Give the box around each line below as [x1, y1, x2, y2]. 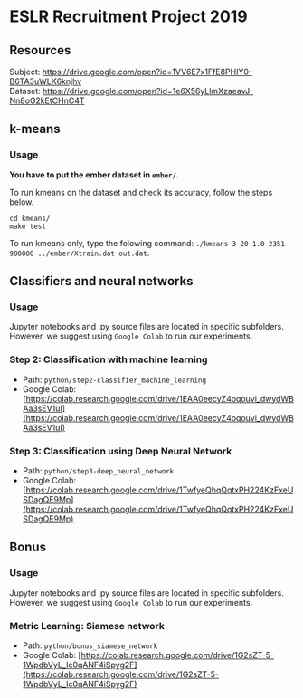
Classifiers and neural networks [9, 273, 194, 289]
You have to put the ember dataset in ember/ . [9, 169, 179, 180]
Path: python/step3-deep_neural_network [22, 464, 175, 476]
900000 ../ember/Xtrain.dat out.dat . [9, 247, 150, 258]
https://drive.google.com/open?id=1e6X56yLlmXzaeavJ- [42, 86, 254, 96]
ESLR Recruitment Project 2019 [9, 6, 249, 27]
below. [9, 196, 34, 207]
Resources [9, 43, 71, 58]
